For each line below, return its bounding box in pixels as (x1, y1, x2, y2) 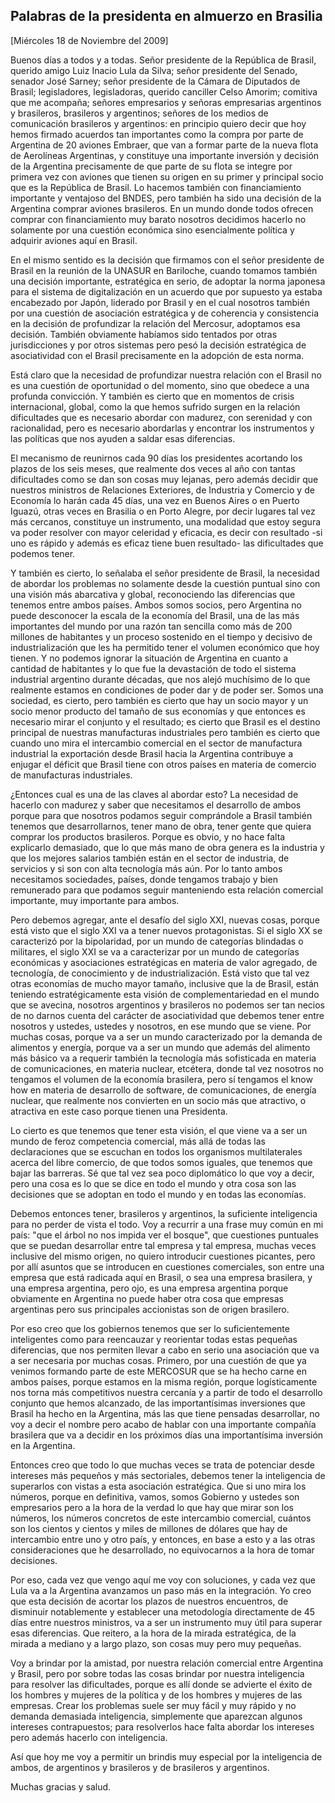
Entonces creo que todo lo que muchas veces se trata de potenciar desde (10, 1459, 315, 1471)
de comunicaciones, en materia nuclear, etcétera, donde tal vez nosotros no (10, 1062, 324, 1074)
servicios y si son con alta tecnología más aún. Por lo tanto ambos (10, 862, 283, 874)
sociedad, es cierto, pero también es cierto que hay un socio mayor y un (10, 694, 309, 706)
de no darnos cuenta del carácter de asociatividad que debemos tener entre (10, 1009, 325, 1021)
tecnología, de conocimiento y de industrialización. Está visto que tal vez (10, 967, 310, 979)
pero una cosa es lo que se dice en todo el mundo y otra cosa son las (10, 1177, 297, 1189)
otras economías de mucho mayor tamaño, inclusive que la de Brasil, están (10, 977, 320, 989)
